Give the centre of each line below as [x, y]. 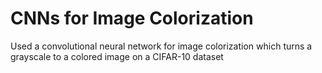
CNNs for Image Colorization [132, 18]
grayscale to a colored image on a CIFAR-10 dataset [117, 56]
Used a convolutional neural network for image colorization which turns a [161, 46]
